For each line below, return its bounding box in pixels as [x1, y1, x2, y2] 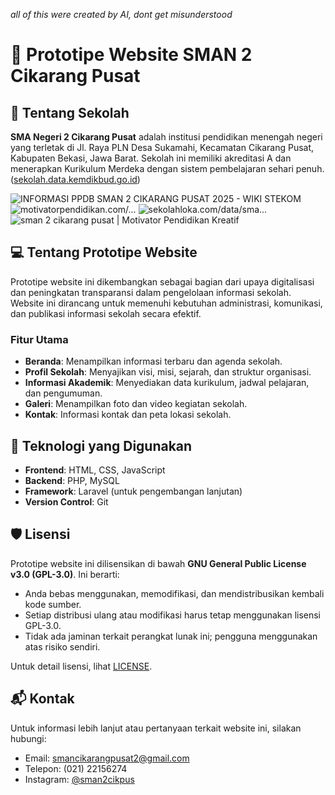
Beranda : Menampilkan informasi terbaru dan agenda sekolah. [24, 355, 283, 368]
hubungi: [10, 732, 47, 744]
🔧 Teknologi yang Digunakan [10, 437, 193, 454]
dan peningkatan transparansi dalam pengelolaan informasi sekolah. [10, 286, 292, 298]
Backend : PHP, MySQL [24, 474, 120, 486]
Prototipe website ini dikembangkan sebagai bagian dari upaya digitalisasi [10, 275, 315, 288]
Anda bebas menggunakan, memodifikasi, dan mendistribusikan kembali [24, 587, 325, 599]
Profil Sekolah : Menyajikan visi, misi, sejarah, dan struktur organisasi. [24, 366, 312, 378]
